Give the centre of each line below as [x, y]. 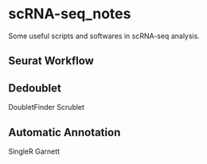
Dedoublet [35, 88]
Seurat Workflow [51, 61]
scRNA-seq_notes [70, 14]
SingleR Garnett [34, 151]
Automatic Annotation [64, 132]
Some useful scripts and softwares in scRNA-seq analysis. [104, 36]
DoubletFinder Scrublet [47, 107]
